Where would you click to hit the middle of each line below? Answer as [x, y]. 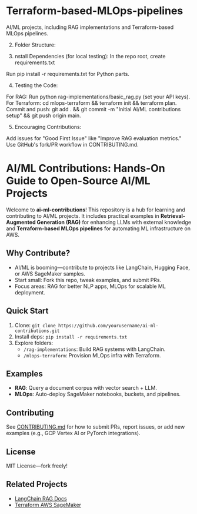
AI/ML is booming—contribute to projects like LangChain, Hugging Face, [102, 267]
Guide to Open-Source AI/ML [79, 181]
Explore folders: [34, 343]
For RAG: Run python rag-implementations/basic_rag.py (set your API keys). [98, 97]
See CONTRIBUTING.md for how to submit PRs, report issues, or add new [96, 427]
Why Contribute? [38, 253]
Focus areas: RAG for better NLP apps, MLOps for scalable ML [90, 286]
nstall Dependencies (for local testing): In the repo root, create [90, 56]
